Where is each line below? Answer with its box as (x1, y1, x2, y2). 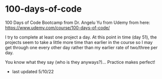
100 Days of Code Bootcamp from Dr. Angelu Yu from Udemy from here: (5, 20, 150, 25)
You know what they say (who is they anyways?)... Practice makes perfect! (5, 59, 155, 65)
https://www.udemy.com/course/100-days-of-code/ (5, 24, 110, 30)
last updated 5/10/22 (12, 68, 54, 74)
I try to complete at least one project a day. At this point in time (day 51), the (5, 34, 157, 40)
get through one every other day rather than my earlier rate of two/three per (5, 44, 158, 50)
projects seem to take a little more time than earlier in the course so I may (5, 39, 153, 45)
